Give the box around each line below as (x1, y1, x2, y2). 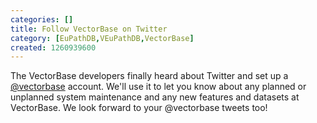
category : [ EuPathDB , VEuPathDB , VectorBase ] (10, 33, 195, 43)
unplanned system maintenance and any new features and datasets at (10, 91, 300, 103)
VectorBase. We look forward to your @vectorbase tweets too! (10, 102, 268, 114)
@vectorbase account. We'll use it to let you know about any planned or (10, 81, 307, 93)
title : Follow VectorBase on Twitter (10, 24, 168, 34)
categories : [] (10, 14, 74, 25)
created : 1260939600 (10, 42, 97, 53)
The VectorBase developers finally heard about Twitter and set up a (10, 70, 289, 82)
